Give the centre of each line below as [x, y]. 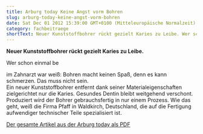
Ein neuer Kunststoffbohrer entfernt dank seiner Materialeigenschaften [94, 87]
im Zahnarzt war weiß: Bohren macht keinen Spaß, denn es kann [87, 75]
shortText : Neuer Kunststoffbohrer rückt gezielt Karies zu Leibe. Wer [98, 34]
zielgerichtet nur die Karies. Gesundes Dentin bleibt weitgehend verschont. [100, 94]
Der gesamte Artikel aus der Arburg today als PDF [68, 124]
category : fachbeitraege [37, 29]
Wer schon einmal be [33, 63]
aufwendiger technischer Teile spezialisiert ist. [64, 113]
